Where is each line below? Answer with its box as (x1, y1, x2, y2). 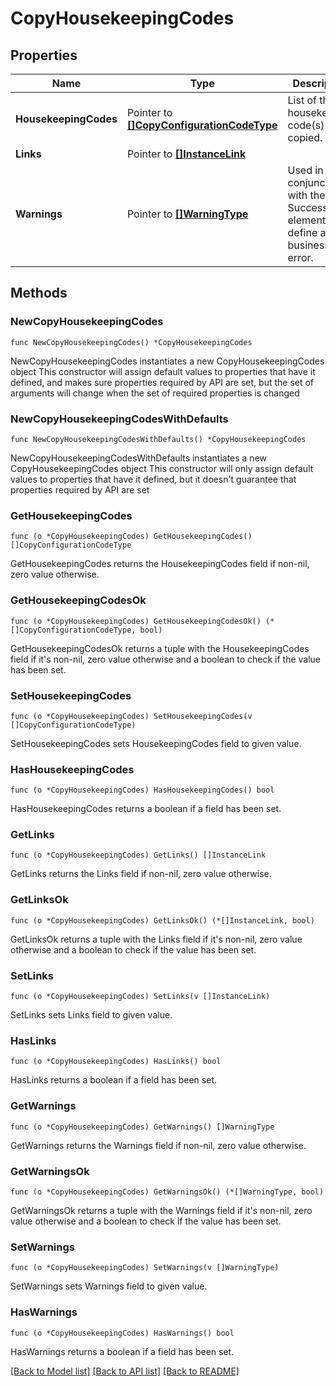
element (287, 213, 327, 227)
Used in (287, 163, 324, 177)
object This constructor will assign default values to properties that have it (10, 365, 316, 377)
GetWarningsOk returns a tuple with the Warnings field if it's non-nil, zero (10, 1204, 313, 1216)
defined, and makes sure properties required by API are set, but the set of (10, 376, 315, 388)
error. (287, 251, 314, 264)
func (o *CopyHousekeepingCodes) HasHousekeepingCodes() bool (10, 785, 275, 796)
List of (287, 93, 317, 107)
